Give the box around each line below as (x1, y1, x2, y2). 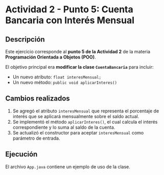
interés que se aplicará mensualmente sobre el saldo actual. (12, 113, 139, 119)
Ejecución (5, 150, 38, 159)
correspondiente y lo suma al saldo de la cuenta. (12, 124, 115, 130)
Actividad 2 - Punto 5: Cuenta (5, 4, 134, 15)
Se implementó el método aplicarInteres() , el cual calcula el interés (12, 119, 158, 125)
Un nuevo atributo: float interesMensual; (12, 74, 102, 80)
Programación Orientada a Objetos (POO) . (5, 54, 96, 60)
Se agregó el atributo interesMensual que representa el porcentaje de (12, 108, 159, 114)
